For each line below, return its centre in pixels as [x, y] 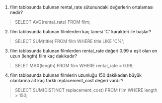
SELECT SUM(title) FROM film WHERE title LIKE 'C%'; [70, 41]
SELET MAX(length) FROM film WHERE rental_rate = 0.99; [74, 66]
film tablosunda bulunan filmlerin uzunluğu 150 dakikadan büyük [76, 75]
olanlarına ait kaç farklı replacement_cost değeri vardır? [67, 80]
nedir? [16, 12]
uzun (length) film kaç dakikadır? [43, 56]
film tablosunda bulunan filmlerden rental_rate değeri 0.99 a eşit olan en [83, 51]
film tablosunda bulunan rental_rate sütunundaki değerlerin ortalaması [81, 7]
